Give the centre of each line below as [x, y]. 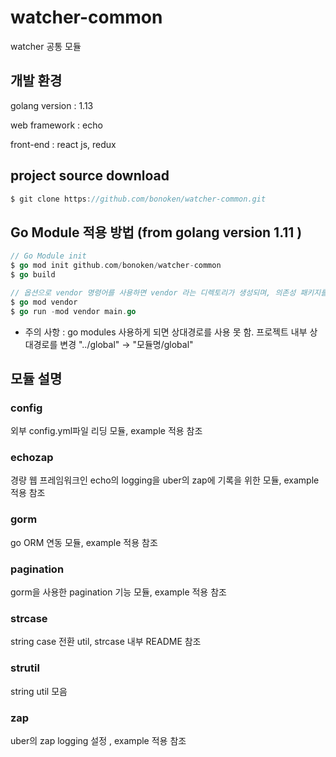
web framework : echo [56, 125]
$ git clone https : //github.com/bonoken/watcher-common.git [138, 199]
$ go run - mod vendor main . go [73, 311]
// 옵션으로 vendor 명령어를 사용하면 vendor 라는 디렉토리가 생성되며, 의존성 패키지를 [169, 292]
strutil [25, 668]
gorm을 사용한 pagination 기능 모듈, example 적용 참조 [118, 592]
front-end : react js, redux [63, 144]
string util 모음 [39, 691]
